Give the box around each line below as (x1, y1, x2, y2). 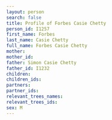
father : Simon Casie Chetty (6, 59, 77, 65)
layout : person (6, 8, 45, 15)
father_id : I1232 (6, 65, 50, 72)
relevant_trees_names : (6, 93, 63, 99)
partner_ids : (6, 88, 39, 94)
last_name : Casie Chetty (6, 37, 69, 43)
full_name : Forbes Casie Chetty (6, 43, 87, 49)
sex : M (6, 104, 23, 111)
